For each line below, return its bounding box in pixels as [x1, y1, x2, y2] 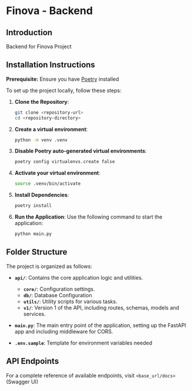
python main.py [14, 231, 52, 237]
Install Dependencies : [14, 192, 69, 199]
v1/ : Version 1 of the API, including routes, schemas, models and [23, 304, 180, 311]
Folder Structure [6, 247, 68, 257]
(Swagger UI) [6, 378, 39, 385]
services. [23, 310, 46, 317]
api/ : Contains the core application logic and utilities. [14, 274, 143, 281]
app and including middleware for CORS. [14, 328, 113, 335]
